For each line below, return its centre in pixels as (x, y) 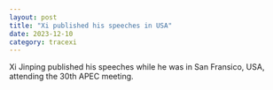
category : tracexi (43, 42)
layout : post (33, 17)
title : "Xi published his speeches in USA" (91, 26)
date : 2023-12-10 (41, 34)
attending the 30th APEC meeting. (72, 77)
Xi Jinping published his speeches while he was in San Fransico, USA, (137, 67)
